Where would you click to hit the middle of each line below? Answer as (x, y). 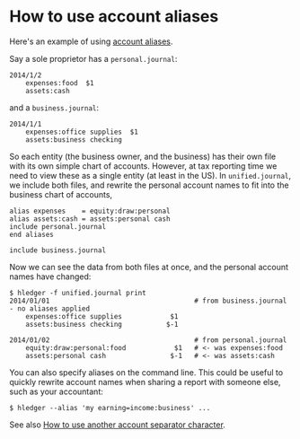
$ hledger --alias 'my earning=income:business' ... (110, 408)
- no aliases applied (50, 308)
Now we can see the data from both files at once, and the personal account (149, 267)
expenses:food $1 (60, 83)
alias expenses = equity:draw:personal (90, 211)
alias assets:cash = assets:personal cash (90, 219)
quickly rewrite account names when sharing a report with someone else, (145, 382)
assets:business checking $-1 (102, 324)
